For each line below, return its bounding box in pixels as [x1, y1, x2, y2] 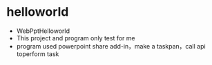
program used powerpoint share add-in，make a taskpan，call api [16, 42, 206, 50]
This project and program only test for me [16, 34, 135, 42]
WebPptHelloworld [16, 27, 70, 35]
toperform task [16, 49, 59, 58]
